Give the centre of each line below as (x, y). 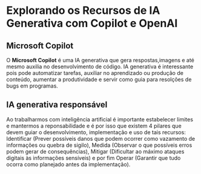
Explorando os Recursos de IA (83, 11)
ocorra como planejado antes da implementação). (68, 164)
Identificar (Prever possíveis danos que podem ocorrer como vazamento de (101, 138)
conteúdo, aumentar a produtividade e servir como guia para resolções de (99, 79)
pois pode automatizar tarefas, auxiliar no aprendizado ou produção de (95, 73)
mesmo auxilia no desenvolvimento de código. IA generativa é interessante (100, 66)
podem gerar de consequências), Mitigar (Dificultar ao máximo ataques (95, 151)
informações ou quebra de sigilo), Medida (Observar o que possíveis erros (99, 145)
